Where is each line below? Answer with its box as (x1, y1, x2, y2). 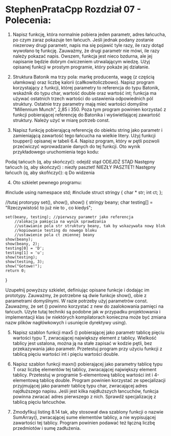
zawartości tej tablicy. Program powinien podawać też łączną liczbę (12, 420, 155, 426)
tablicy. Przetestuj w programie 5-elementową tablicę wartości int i (12, 372, 153, 378)
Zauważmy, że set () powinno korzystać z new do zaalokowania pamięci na (5, 303, 164, 309)
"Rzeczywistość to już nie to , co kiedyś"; (5, 204, 92, 210)
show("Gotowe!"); (5, 263, 42, 269)
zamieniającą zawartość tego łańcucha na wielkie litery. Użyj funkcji (12, 132, 156, 138)
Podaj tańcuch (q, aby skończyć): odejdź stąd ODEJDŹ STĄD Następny (5, 158, 155, 164)
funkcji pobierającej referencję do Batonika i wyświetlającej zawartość (12, 111, 161, 118)
